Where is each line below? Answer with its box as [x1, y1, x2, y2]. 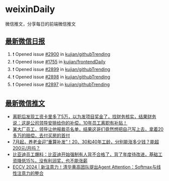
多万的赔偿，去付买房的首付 [12, 132, 70, 138]
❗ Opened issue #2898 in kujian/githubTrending [12, 74, 111, 80]
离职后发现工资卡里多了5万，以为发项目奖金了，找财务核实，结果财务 [12, 113, 157, 119]
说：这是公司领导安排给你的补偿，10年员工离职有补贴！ [12, 119, 128, 126]
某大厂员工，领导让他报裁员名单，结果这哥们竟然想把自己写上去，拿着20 [12, 126, 164, 132]
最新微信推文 [5, 99, 45, 108]
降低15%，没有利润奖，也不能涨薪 [17, 157, 88, 163]
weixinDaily [5, 4, 55, 15]
